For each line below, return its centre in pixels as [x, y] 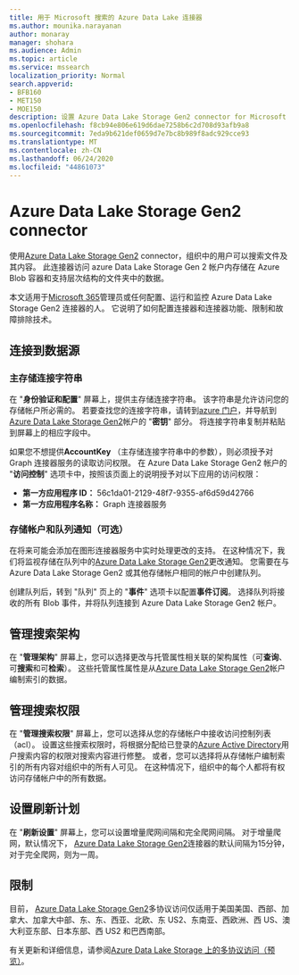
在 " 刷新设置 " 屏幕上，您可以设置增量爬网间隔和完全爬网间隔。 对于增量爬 [145, 832]
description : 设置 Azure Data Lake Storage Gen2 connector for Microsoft [148, 117]
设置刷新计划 [45, 809]
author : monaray [39, 34]
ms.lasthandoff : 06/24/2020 [62, 158]
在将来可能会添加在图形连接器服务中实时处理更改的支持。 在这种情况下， [143, 551]
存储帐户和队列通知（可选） [69, 529]
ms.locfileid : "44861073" [57, 167]
